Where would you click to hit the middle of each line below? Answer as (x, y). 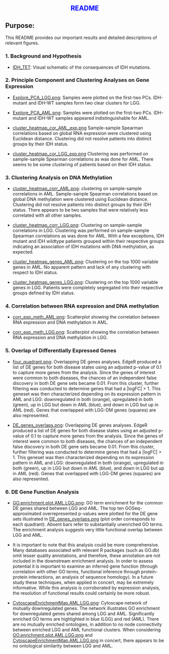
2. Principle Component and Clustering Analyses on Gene (77, 80)
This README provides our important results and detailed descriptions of (81, 38)
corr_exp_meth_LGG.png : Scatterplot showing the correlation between (86, 332)
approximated (27, 513)
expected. (23, 252)
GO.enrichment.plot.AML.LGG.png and (52, 635)
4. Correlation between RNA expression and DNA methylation (82, 306)
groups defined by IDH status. (44, 293)
